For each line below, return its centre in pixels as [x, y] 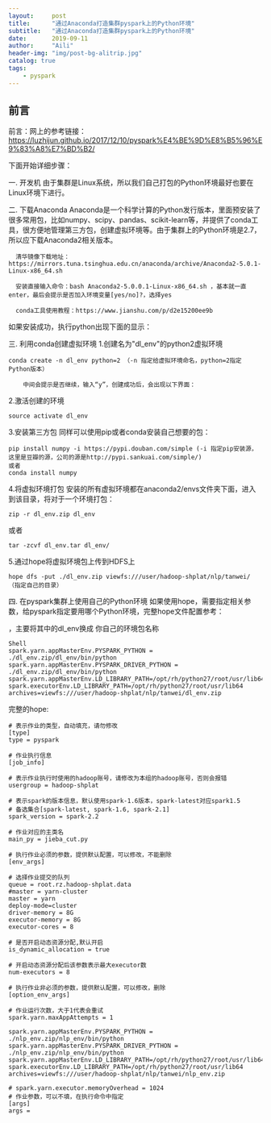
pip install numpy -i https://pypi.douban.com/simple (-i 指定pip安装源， [133, 449]
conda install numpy [43, 473]
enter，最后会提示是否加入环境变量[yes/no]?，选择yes [90, 295]
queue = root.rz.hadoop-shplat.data [70, 885]
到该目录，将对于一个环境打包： [61, 499]
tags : [17, 69]
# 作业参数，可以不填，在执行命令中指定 [66, 1097]
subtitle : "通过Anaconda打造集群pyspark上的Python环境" [102, 31]
